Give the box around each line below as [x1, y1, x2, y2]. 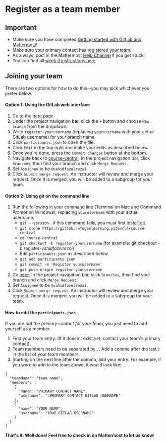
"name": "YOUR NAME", [18, 406, 63, 411]
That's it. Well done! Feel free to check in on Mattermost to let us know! [5, 433, 155, 439]
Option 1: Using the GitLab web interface [5, 102, 90, 108]
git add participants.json [19, 257, 76, 262]
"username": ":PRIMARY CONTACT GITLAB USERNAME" [18, 393, 121, 398]
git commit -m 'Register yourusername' [19, 262, 103, 267]
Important [5, 23, 37, 32]
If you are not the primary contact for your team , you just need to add [5, 321, 147, 327]
